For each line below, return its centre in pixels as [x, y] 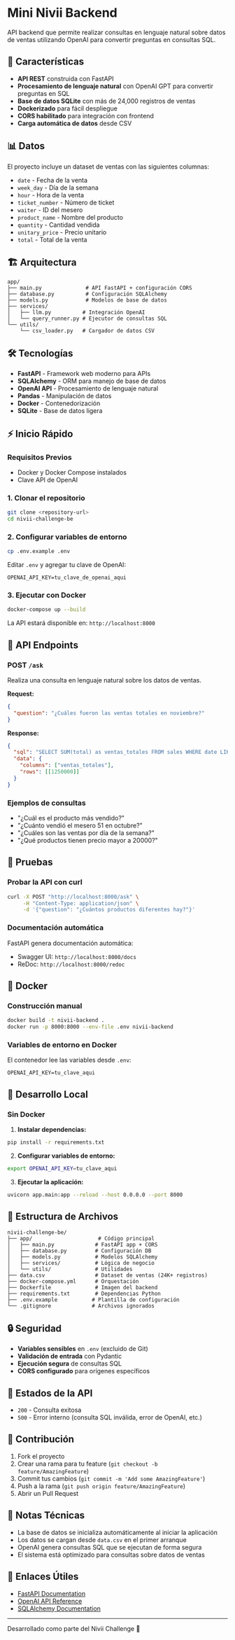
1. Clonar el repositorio [46, 498]
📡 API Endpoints [43, 645]
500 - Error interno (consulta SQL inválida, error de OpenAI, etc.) [110, 1417]
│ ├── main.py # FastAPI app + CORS [83, 1245]
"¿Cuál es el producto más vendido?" [71, 818]
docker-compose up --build [47, 610]
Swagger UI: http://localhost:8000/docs [77, 956]
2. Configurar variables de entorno [67, 537]
